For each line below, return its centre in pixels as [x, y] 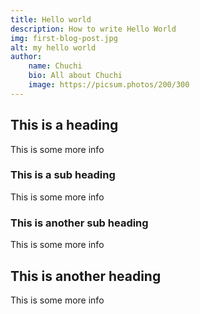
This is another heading [86, 276]
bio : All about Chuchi [75, 76]
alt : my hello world [53, 47]
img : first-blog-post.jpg [64, 38]
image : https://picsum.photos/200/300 [109, 85]
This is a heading [64, 125]
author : [26, 57]
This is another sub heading [79, 223]
